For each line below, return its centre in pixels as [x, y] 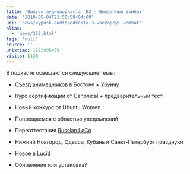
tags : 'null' [22, 39]
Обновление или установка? [51, 164]
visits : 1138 [22, 56]
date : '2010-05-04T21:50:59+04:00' [50, 17]
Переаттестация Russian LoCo [53, 130]
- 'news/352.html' [34, 34]
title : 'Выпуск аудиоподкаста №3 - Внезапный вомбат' [75, 12]
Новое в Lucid [33, 153]
